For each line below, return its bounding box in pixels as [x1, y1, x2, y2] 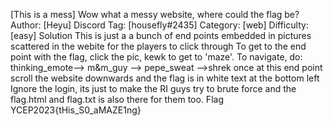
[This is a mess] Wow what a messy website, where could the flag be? [10, 9, 300, 20]
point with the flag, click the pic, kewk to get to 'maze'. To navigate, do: [10, 51, 303, 63]
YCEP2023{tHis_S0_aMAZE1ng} [10, 104, 142, 116]
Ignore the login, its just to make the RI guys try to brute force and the [10, 83, 297, 94]
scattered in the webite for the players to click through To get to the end [10, 40, 307, 52]
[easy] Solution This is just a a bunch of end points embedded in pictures [10, 30, 312, 41]
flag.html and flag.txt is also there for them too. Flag [10, 94, 224, 105]
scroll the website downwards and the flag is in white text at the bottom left [10, 72, 320, 84]
